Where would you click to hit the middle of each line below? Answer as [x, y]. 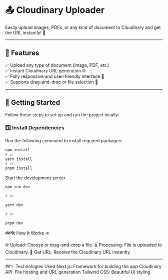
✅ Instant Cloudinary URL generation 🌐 [45, 70]
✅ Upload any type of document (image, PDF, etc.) [57, 65]
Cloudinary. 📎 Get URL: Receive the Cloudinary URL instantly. [68, 252]
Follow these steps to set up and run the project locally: [62, 115]
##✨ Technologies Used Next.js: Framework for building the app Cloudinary [83, 266]
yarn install [19, 159]
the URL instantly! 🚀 [25, 32]
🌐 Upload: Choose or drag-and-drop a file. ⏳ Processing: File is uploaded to [84, 245]
